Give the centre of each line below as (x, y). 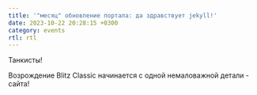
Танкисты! (25, 60)
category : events (37, 30)
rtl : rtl (23, 38)
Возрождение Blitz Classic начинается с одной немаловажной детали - (128, 75)
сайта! (19, 84)
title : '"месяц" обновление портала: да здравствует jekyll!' (113, 15)
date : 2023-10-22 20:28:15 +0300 (63, 23)
